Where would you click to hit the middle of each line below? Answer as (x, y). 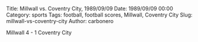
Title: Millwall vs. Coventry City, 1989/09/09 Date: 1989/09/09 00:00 (90, 9)
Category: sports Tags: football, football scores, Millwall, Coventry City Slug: (99, 15)
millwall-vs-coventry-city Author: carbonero (60, 21)
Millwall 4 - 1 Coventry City (39, 33)
